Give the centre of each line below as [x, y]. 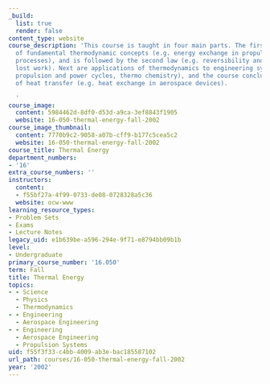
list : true [34, 23]
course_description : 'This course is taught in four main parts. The [127, 46]
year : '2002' [30, 367]
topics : [21, 285]
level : [19, 248]
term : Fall [27, 270]
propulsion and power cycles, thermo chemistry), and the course [127, 76]
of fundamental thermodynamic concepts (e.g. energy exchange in [127, 53]
